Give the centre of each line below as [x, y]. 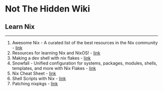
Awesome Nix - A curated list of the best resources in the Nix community [85, 43]
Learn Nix [20, 27]
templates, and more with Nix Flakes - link [54, 68]
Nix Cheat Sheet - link [34, 73]
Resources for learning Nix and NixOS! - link [56, 53]
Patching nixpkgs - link [35, 84]
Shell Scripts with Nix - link [39, 78]
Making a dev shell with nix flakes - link [51, 58]
